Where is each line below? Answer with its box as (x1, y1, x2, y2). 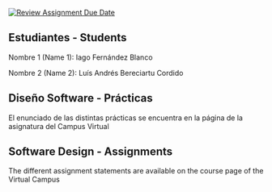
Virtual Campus (8, 174, 61, 185)
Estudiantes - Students (8, 31, 127, 44)
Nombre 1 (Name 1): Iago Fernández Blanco (8, 52, 153, 62)
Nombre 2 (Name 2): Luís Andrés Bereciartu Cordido (8, 68, 184, 77)
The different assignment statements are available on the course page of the (8, 166, 264, 176)
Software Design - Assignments (8, 145, 173, 159)
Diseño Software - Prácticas (8, 91, 153, 105)
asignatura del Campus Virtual (8, 121, 109, 131)
